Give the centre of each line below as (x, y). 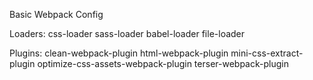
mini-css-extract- (267, 53)
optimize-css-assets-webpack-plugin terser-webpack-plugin (163, 63)
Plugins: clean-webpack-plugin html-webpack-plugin (119, 53)
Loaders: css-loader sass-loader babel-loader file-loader (127, 33)
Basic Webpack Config (56, 14)
